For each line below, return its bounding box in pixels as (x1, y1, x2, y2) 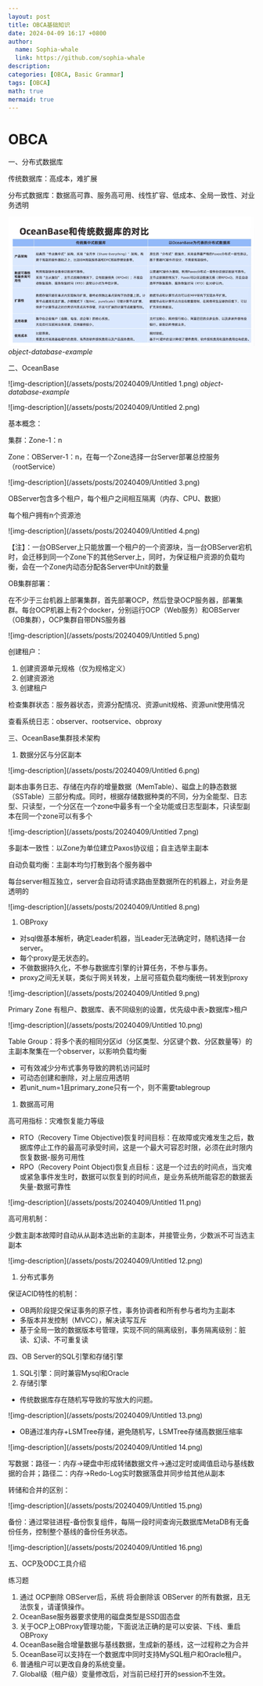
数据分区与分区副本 (19, 750, 82, 759)
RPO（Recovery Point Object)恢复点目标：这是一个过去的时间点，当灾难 (19, 1162, 253, 1172)
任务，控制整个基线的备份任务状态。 (14, 1527, 131, 1536)
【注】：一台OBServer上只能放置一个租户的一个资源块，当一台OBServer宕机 (8, 542, 253, 551)
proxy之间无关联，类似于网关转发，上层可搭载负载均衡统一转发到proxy (19, 972, 249, 982)
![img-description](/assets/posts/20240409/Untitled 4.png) (8, 526, 200, 536)
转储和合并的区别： (8, 1485, 70, 1494)
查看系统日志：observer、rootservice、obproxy (8, 716, 162, 726)
